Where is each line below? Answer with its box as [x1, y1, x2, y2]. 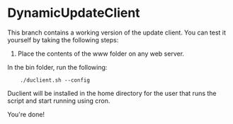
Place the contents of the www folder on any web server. [17, 49, 185, 58]
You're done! [7, 110, 45, 118]
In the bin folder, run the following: [7, 63, 108, 71]
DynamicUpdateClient [7, 5, 140, 21]
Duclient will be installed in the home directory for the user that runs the [7, 89, 217, 97]
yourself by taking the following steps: [7, 35, 119, 44]
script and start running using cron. [7, 97, 110, 105]
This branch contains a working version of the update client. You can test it [7, 28, 227, 37]
